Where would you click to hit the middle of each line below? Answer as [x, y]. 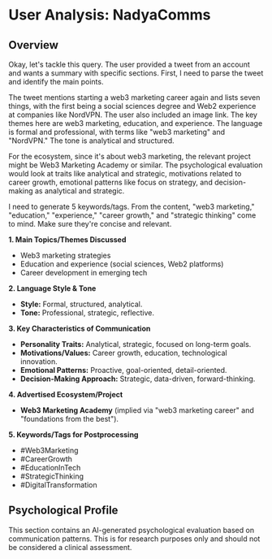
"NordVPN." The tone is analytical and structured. [91, 141]
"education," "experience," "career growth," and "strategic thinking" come [132, 215]
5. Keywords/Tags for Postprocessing [73, 435]
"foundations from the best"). [69, 419]
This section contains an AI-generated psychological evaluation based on [131, 530]
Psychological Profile [63, 511]
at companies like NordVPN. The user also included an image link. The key [133, 115]
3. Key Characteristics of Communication [80, 328]
